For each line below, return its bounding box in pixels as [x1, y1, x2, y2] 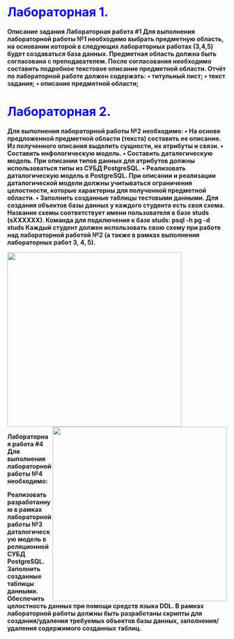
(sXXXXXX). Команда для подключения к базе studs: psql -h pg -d [7, 216, 210, 224]
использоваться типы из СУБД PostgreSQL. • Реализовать [7, 163, 186, 172]
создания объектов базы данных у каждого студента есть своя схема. [7, 200, 225, 210]
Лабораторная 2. [7, 104, 111, 119]
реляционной [7, 542, 49, 550]
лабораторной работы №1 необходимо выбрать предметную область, [7, 34, 224, 43]
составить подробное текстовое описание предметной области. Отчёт [7, 64, 226, 73]
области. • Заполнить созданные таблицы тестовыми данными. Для [7, 193, 219, 202]
